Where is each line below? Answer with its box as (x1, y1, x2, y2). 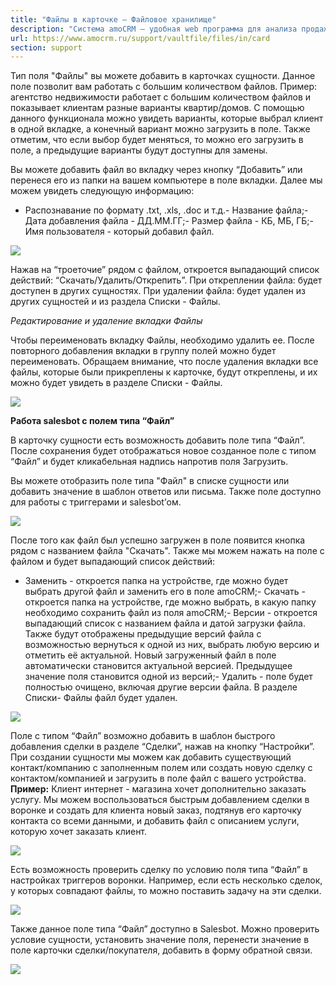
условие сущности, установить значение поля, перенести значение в (10, 934, 310, 946)
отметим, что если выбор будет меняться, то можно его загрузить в (10, 134, 304, 146)
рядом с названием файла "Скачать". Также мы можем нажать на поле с (10, 545, 325, 557)
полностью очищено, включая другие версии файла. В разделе (24, 681, 298, 693)
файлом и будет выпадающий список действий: (10, 556, 216, 568)
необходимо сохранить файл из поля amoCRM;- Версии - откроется (24, 607, 318, 619)
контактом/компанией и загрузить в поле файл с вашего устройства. (10, 772, 307, 785)
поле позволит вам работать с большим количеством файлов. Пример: (10, 81, 318, 93)
